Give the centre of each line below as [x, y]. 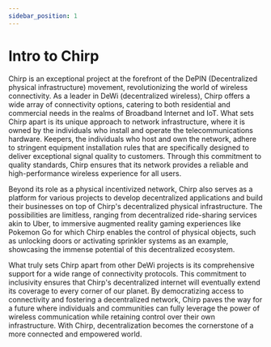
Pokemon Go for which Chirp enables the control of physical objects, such [132, 232]
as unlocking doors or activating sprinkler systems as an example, [119, 241]
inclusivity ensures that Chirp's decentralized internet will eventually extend [134, 282]
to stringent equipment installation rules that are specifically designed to [129, 148]
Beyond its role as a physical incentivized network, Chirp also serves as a [131, 189]
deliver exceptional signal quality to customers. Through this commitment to [135, 156]
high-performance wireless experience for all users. [95, 173]
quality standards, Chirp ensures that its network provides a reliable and [129, 165]
